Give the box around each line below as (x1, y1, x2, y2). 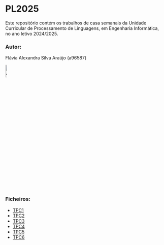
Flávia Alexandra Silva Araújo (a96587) (5, 55, 87, 61)
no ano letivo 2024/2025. (5, 30, 58, 37)
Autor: (5, 43, 22, 50)
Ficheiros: (5, 196, 30, 203)
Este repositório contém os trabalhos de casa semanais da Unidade (5, 20, 147, 26)
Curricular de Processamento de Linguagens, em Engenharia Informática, (5, 25, 159, 31)
